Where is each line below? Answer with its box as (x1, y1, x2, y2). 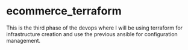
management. (6, 37, 41, 44)
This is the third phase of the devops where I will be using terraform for (6, 24, 183, 31)
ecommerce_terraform (6, 4, 122, 18)
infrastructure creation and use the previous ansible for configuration (6, 30, 178, 37)
